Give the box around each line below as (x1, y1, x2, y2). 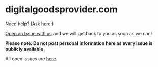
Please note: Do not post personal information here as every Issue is (5, 40, 153, 47)
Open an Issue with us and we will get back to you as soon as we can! (5, 30, 152, 36)
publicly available (5, 46, 43, 52)
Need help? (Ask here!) (5, 20, 54, 27)
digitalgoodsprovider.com (5, 4, 118, 15)
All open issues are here (5, 55, 56, 62)
